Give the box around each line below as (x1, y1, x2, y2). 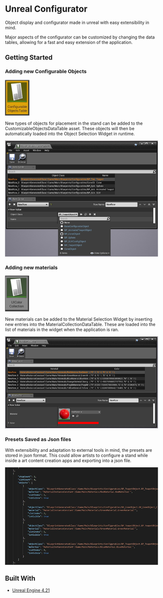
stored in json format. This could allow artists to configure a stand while (5, 452, 148, 458)
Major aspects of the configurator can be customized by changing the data (5, 34, 155, 40)
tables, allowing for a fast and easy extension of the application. (5, 39, 133, 45)
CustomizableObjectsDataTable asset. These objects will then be (5, 125, 135, 131)
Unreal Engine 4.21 (12, 587, 50, 593)
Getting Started (5, 54, 53, 62)
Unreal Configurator (5, 3, 88, 15)
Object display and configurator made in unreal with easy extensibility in (5, 19, 149, 25)
